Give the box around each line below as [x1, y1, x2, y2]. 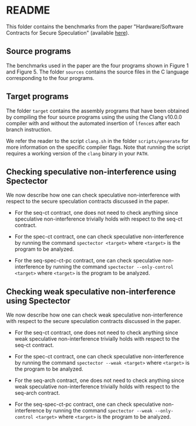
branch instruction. [6, 126, 52, 133]
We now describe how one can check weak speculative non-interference [6, 311, 183, 318]
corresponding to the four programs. [6, 74, 95, 81]
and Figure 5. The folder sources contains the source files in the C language [6, 68, 189, 75]
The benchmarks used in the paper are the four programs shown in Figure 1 [6, 62, 189, 69]
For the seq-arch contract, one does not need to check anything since [14, 377, 185, 384]
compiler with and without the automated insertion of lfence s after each [6, 119, 180, 127]
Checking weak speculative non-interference [6, 287, 176, 297]
